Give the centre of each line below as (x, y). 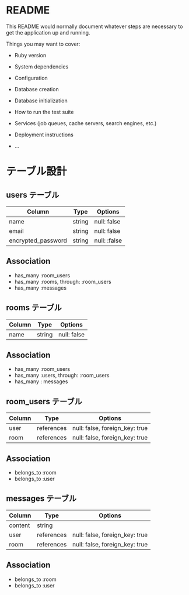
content (20, 525)
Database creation (37, 89)
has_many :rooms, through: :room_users (63, 281)
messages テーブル (41, 499)
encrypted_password (38, 240)
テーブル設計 (36, 172)
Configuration (31, 78)
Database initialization (41, 101)
